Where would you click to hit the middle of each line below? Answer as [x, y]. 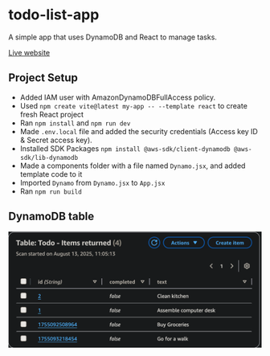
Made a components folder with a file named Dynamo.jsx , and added [133, 166]
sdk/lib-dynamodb [49, 158]
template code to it [51, 174]
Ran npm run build [51, 191]
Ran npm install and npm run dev [75, 123]
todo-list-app [54, 15]
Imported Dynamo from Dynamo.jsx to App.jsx [92, 182]
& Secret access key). [56, 140]
